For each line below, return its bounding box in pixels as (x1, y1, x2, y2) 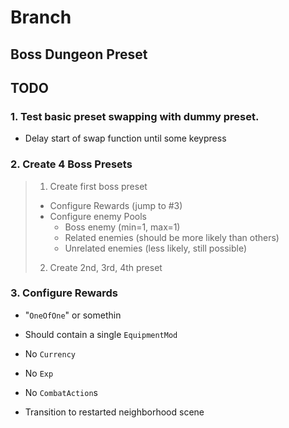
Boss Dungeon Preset (10, 46, 148, 63)
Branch (10, 6, 72, 29)
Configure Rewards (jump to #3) (49, 199, 183, 211)
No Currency (24, 347, 76, 360)
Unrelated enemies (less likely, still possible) (64, 242, 248, 254)
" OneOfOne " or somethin (24, 309, 122, 321)
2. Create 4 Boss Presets (10, 157, 133, 171)
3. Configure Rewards (10, 286, 119, 300)
